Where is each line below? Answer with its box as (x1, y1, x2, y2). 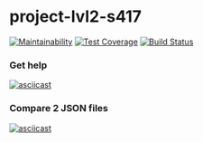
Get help (9, 59, 48, 71)
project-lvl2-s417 (9, 6, 143, 27)
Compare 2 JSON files (9, 102, 108, 115)
